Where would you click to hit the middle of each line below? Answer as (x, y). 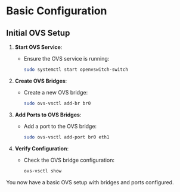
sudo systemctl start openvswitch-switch (76, 70)
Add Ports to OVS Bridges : (48, 115)
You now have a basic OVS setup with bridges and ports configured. (90, 182)
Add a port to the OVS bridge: (60, 126)
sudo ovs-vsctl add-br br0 (57, 103)
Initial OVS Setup (38, 33)
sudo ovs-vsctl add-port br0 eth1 (66, 137)
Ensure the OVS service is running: (66, 59)
